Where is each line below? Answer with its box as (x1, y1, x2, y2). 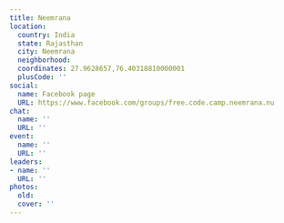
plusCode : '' (17, 73, 67, 82)
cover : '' (17, 199, 55, 209)
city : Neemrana (17, 47, 76, 56)
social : (9, 81, 39, 90)
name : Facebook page (17, 89, 96, 98)
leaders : (9, 157, 43, 167)
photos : (9, 183, 39, 192)
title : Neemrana (9, 13, 71, 23)
